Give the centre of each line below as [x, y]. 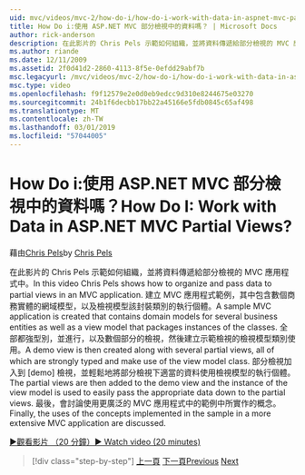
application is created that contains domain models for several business [144, 316]
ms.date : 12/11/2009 [49, 60]
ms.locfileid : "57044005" [58, 136]
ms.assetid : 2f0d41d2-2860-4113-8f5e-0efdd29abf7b [107, 69]
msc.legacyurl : [38, 77]
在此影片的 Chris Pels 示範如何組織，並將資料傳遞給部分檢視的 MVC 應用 [145, 272]
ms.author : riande [44, 52]
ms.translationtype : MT [54, 111]
